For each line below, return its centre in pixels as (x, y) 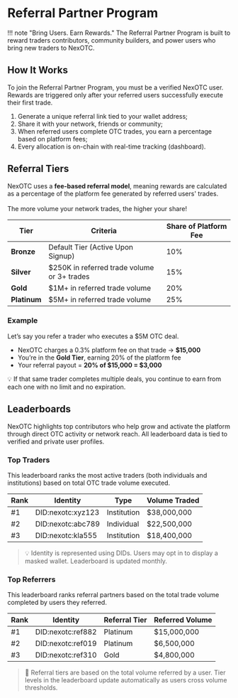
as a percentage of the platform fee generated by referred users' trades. (113, 193)
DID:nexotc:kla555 (66, 535)
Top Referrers (32, 579)
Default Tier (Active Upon (91, 247)
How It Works (38, 70)
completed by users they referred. (57, 603)
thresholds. (41, 688)
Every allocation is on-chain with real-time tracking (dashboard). (112, 146)
